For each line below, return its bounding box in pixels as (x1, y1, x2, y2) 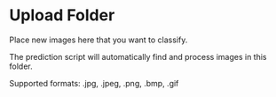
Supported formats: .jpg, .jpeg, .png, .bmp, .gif (9, 78, 179, 88)
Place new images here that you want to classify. (9, 34, 188, 45)
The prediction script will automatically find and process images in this (9, 51, 267, 62)
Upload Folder (9, 5, 115, 26)
